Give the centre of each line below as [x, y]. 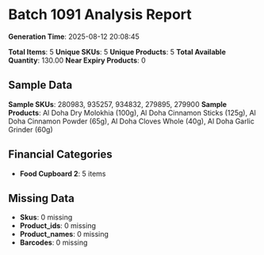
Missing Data [42, 198]
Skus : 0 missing [46, 217]
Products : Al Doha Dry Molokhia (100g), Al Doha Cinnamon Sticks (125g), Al [132, 112]
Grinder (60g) [31, 129]
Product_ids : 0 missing [58, 226]
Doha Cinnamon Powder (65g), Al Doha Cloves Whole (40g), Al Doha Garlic [132, 121]
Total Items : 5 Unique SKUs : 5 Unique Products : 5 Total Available [117, 51]
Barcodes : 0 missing [54, 242]
